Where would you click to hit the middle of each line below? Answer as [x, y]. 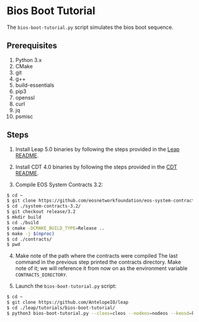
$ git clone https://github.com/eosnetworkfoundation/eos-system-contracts [102, 201]
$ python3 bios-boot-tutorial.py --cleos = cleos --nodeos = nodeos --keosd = [99, 313]
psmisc [24, 116]
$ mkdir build [24, 217]
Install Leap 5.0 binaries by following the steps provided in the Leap [97, 149]
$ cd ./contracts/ [29, 239]
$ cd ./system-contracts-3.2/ [44, 206]
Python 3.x [28, 60]
